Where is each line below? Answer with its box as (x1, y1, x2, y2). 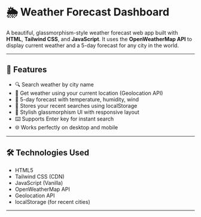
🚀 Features (6, 64, 47, 75)
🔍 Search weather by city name (14, 80, 94, 88)
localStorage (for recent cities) (14, 198, 91, 205)
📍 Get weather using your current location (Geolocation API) (14, 89, 163, 97)
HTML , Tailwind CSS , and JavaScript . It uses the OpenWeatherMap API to (6, 35, 193, 42)
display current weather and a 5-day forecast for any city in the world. (6, 42, 179, 49)
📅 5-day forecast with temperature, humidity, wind (14, 95, 139, 103)
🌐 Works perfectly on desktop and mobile (14, 123, 118, 131)
